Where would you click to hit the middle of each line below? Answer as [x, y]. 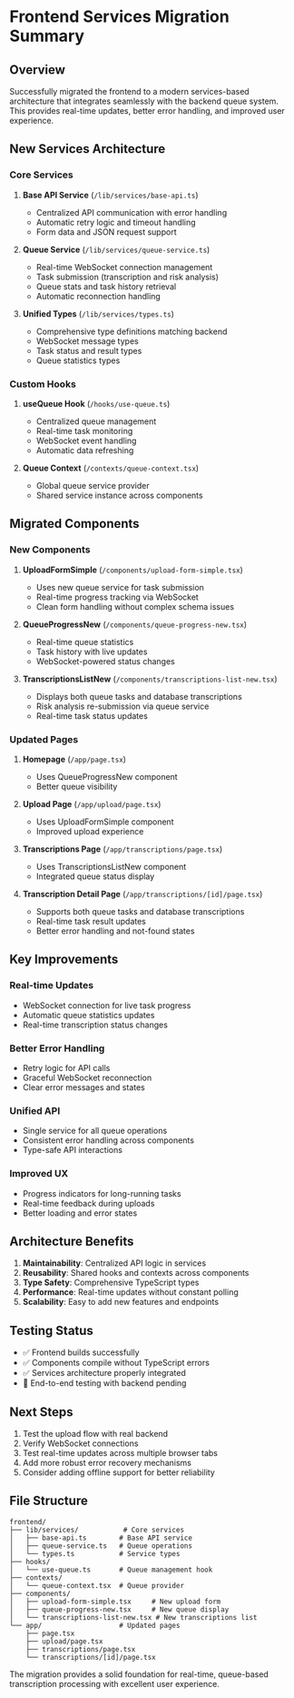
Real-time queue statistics [85, 642]
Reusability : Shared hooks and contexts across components [136, 1273]
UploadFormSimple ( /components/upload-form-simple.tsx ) [132, 570]
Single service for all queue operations [95, 1131]
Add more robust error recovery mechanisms [107, 1462]
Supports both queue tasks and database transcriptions [140, 911]
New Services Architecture [88, 149]
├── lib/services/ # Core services [97, 1530]
